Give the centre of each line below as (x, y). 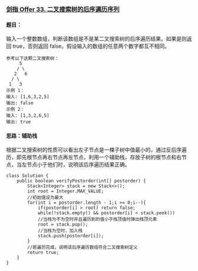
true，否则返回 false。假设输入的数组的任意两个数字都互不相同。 (91, 46)
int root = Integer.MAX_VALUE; (66, 191)
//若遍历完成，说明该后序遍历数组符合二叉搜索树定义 (82, 247)
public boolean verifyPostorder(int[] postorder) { (81, 181)
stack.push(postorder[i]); (71, 236)
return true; (43, 253)
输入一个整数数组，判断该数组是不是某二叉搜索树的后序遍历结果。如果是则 (96, 39)
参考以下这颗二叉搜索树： (32, 58)
